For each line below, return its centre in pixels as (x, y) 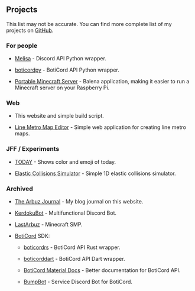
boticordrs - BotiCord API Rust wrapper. (72, 247)
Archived (20, 189)
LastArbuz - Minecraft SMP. (48, 224)
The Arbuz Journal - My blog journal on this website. (79, 201)
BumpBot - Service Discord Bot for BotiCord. (78, 282)
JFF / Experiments (33, 149)
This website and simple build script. (59, 116)
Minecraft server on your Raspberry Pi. (62, 88)
